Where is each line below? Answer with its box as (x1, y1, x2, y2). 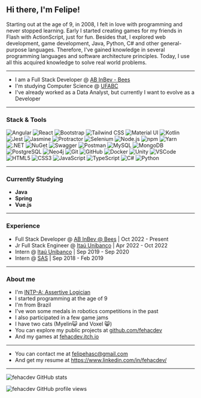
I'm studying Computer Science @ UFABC (14, 82, 118, 89)
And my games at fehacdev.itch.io (14, 333, 99, 340)
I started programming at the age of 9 (14, 295, 108, 302)
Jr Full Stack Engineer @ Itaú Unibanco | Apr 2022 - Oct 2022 (14, 241, 168, 249)
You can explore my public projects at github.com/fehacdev (14, 327, 163, 333)
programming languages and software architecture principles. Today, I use (6, 52, 190, 59)
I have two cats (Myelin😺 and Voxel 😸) (14, 320, 112, 327)
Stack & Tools (6, 115, 47, 124)
